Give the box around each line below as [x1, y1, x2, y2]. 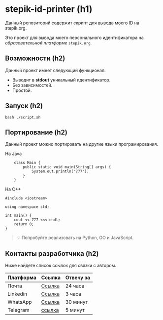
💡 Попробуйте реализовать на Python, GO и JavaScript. [17, 235, 134, 240]
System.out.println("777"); [31, 169, 90, 174]
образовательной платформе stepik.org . [5, 40, 92, 45]
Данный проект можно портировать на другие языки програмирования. [5, 141, 159, 147]
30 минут [65, 299, 88, 306]
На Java [5, 151, 22, 157]
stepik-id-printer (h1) [5, 3, 93, 15]
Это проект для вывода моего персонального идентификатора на [5, 35, 144, 40]
